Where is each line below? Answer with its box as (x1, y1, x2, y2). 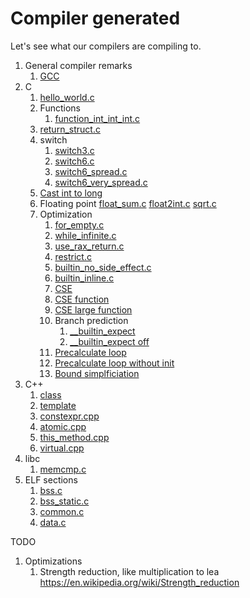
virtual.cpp (39, 442, 85, 454)
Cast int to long (39, 187, 103, 199)
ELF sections (24, 473, 78, 486)
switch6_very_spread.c (54, 176, 148, 188)
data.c (39, 516, 67, 528)
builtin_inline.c (54, 272, 115, 284)
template (39, 399, 77, 411)
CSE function (54, 293, 110, 305)
